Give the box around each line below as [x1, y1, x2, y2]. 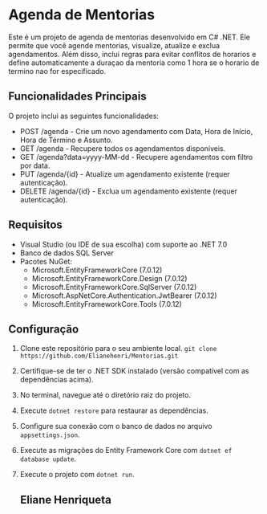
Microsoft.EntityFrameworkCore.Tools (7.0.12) [31, 299, 182, 308]
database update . [19, 454, 77, 463]
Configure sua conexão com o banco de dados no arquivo [19, 422, 212, 431]
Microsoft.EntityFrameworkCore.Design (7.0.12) [31, 273, 188, 283]
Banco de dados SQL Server [19, 247, 115, 258]
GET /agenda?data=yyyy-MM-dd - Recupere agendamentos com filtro [19, 152, 253, 161]
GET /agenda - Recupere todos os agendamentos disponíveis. [19, 143, 226, 153]
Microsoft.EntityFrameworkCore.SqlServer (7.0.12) [31, 282, 197, 292]
